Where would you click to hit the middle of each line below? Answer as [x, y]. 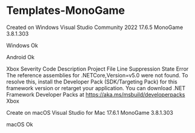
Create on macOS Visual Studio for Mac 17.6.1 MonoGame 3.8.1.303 [90, 112]
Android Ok [21, 57]
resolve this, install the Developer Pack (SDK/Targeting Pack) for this [92, 82]
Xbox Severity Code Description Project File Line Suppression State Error [97, 69]
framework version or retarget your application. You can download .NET [96, 88]
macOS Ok [20, 124]
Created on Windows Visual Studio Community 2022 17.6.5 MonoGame [95, 27]
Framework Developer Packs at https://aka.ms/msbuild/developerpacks [96, 94]
